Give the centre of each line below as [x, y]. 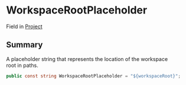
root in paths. [22, 65]
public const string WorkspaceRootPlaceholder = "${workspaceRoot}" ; [94, 76]
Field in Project [24, 26]
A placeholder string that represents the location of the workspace [87, 59]
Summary [25, 45]
